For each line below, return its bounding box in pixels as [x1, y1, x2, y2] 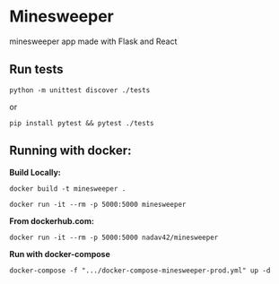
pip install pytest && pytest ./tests [9, 118, 154, 127]
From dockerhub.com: [9, 215, 94, 226]
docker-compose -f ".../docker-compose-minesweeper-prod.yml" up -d [9, 266, 271, 275]
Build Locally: [9, 167, 61, 177]
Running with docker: [9, 143, 132, 159]
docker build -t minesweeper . [9, 184, 126, 194]
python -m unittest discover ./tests [9, 85, 151, 95]
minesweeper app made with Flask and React [9, 36, 178, 47]
